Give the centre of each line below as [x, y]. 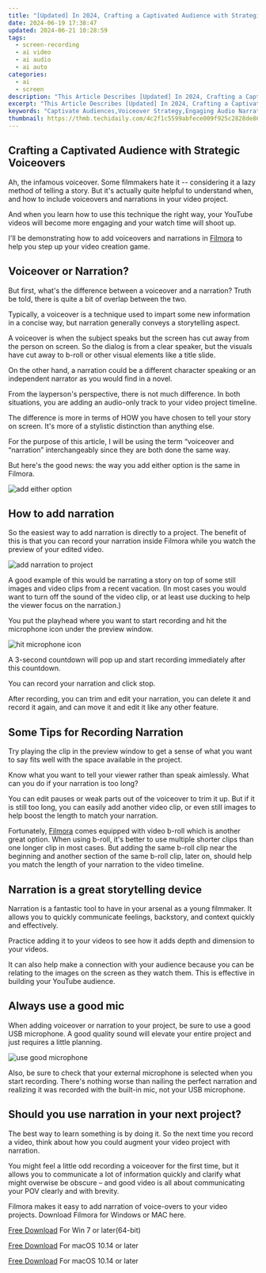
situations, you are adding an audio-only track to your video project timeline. [133, 402]
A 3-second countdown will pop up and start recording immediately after [127, 660]
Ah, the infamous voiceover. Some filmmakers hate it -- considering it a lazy [132, 182]
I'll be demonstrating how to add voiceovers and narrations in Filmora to [125, 237]
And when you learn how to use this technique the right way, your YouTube [131, 214]
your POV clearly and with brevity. [64, 1191]
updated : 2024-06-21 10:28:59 [58, 30]
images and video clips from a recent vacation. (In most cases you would [127, 589]
